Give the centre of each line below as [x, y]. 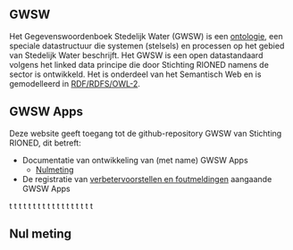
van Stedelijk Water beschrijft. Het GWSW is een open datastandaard [136, 55]
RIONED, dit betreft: [46, 143]
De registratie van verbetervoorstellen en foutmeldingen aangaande [147, 179]
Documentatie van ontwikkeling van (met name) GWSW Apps [135, 160]
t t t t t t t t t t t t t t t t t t [51, 205]
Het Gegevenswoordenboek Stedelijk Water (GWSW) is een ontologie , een [146, 36]
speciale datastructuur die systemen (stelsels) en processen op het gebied [147, 46]
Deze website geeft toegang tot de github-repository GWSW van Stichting [146, 133]
